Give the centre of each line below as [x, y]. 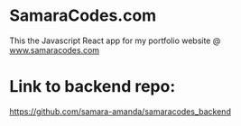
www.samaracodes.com [55, 49]
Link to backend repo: [93, 87]
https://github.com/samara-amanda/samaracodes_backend [120, 111]
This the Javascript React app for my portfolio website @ [115, 40]
